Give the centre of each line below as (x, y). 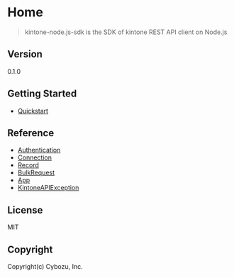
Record (28, 165)
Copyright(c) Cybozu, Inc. (45, 266)
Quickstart (33, 111)
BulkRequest (36, 173)
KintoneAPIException (48, 188)
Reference (31, 133)
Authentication (39, 150)
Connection (34, 157)
